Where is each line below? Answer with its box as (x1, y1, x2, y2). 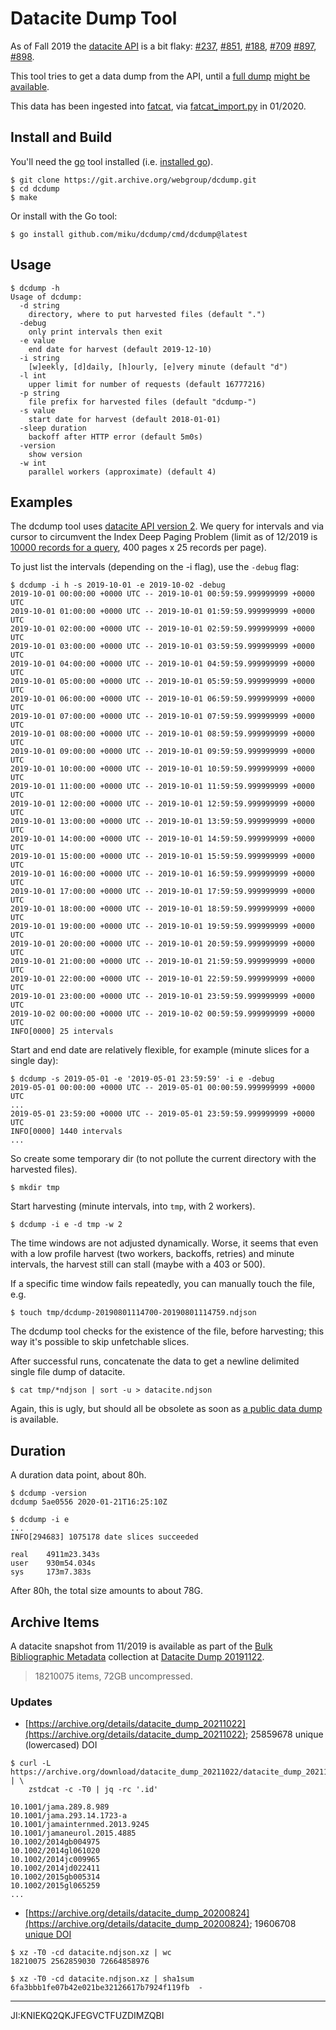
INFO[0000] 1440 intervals (10, 1127, 123, 1137)
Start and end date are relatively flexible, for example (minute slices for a (10, 1044, 310, 1056)
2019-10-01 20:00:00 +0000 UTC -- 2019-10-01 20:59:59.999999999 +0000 (10, 939, 315, 949)
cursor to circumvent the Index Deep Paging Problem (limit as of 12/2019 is (10, 531, 318, 543)
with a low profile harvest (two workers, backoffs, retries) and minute (10, 1248, 295, 1260)
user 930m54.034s (10, 1558, 97, 1569)
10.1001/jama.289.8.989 (10, 1802, 110, 1812)
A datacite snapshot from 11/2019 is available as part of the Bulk (10, 1640, 273, 1652)
